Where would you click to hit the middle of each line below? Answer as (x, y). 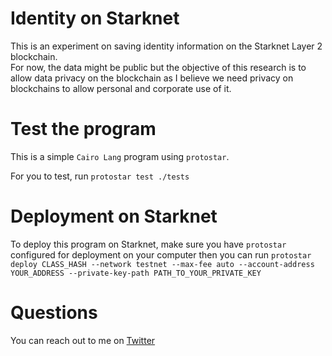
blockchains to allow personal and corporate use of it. (121, 88)
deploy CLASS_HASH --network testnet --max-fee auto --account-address (162, 264)
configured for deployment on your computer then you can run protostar (161, 254)
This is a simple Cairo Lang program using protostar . (120, 156)
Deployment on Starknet (114, 216)
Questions (54, 313)
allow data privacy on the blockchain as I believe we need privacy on (152, 78)
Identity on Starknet (95, 18)
